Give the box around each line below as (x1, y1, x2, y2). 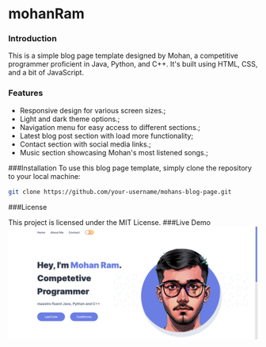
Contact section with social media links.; (19, 139, 152, 149)
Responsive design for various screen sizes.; (19, 105, 166, 115)
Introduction (8, 33, 57, 44)
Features (8, 88, 44, 99)
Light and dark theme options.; (19, 114, 120, 124)
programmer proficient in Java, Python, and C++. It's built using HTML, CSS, (8, 59, 258, 69)
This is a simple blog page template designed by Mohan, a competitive (8, 51, 239, 60)
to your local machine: (8, 171, 81, 181)
